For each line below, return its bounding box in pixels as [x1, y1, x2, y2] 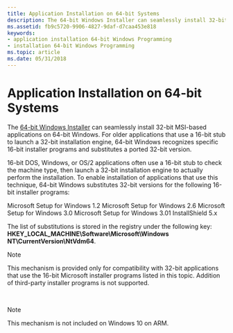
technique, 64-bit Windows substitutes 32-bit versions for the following [7, 180, 212, 189]
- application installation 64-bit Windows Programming [7, 36, 172, 43]
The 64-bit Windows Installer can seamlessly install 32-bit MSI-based [7, 123, 207, 131]
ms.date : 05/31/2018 [7, 55, 67, 62]
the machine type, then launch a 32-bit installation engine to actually [7, 166, 203, 174]
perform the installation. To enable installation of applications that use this [7, 173, 218, 181]
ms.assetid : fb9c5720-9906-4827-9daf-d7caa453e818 [7, 23, 157, 30]
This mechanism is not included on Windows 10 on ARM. [7, 318, 169, 327]
